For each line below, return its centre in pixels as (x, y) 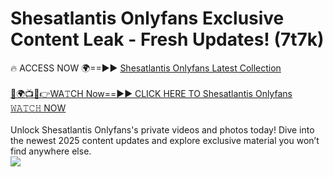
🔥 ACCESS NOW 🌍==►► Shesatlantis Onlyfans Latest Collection (146, 68)
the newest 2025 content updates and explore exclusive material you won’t (165, 140)
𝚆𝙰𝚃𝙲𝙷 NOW (38, 108)
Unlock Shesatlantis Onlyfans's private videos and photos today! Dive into (162, 129)
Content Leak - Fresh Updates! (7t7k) (167, 39)
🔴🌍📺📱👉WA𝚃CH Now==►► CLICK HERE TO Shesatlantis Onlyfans (151, 93)
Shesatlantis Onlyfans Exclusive (147, 18)
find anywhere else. (51, 151)
